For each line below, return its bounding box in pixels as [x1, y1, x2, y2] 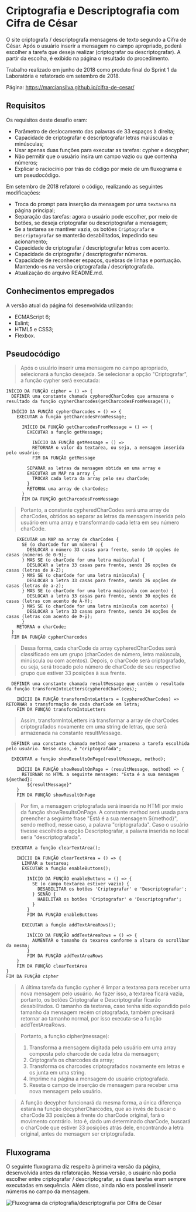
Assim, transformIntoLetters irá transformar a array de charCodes [20, 717, 179, 724]
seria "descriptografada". [20, 834, 81, 841]
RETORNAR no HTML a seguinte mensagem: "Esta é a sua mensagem [21, 771, 180, 778]
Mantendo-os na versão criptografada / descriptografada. [14, 263, 154, 270]
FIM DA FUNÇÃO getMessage [32, 455, 95, 461]
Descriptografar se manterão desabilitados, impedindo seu [14, 231, 158, 239]
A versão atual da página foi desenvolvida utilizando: [6, 301, 133, 309]
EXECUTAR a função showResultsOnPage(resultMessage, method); [11, 756, 166, 762]
